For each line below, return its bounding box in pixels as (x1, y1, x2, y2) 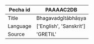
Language (8, 23, 32, 29)
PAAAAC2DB (45, 6, 77, 13)
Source (8, 31, 25, 38)
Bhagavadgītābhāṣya (36, 15, 86, 21)
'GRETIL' (36, 31, 57, 38)
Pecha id (9, 6, 31, 13)
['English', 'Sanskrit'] (36, 23, 85, 29)
